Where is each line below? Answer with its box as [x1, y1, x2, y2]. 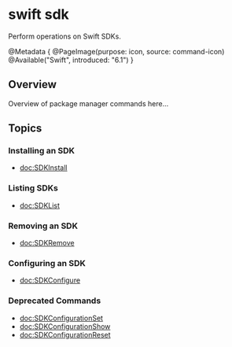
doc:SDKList [19, 201, 61, 210]
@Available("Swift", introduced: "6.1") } [8, 55, 134, 65]
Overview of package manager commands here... [8, 98, 169, 108]
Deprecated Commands [8, 295, 101, 306]
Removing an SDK [8, 220, 79, 231]
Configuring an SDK [8, 257, 87, 268]
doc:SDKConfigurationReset [19, 330, 112, 339]
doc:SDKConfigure [19, 275, 81, 285]
